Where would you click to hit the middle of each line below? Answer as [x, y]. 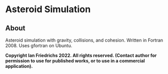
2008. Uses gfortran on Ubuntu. [39, 46]
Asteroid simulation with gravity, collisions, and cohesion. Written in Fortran [84, 40]
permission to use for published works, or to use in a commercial [75, 61]
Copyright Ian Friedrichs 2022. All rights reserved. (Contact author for [81, 55]
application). [19, 66]
